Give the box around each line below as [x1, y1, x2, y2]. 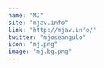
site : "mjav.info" [8, 19, 69, 27]
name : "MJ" [8, 11, 44, 20]
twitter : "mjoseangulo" [8, 33, 87, 41]
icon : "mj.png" [8, 41, 58, 48]
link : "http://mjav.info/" [8, 26, 97, 34]
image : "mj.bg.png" [8, 48, 72, 55]
